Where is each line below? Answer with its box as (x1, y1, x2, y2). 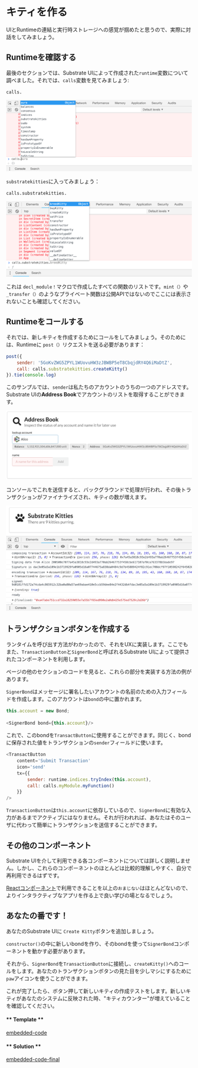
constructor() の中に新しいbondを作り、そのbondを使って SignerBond (6, 940, 174, 947)
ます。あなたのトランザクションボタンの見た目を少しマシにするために (21, 967, 192, 975)
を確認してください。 (6, 1002, 58, 1009)
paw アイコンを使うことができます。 (6, 975, 91, 982)
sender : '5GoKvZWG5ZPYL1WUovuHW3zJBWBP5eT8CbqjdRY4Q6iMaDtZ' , (16, 360, 173, 366)
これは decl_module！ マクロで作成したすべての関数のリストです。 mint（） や (6, 283, 189, 290)
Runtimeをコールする (6, 317, 84, 327)
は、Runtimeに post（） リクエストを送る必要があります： (6, 341, 146, 348)
